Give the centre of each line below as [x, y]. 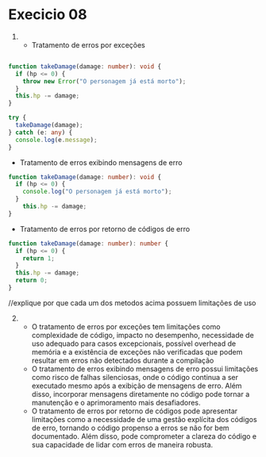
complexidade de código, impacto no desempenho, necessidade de [143, 335]
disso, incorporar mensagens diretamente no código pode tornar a [141, 394]
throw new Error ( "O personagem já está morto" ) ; [104, 81]
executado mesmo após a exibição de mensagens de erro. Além [137, 386]
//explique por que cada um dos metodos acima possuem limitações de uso [132, 302]
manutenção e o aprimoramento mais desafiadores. [116, 402]
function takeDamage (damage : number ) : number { [89, 244]
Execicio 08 [48, 15]
